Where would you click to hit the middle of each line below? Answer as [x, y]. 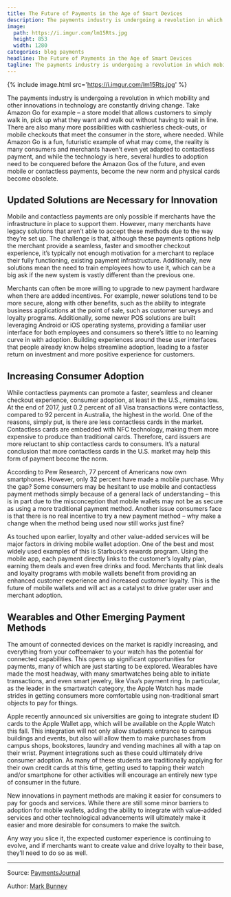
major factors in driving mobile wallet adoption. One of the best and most [111, 544]
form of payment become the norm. [58, 458]
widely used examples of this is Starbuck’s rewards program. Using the [108, 552]
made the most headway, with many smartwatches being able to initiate [109, 674]
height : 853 [31, 39]
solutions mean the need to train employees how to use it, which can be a [111, 268]
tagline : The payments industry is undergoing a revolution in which [109, 65]
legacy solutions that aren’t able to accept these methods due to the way [110, 231]
